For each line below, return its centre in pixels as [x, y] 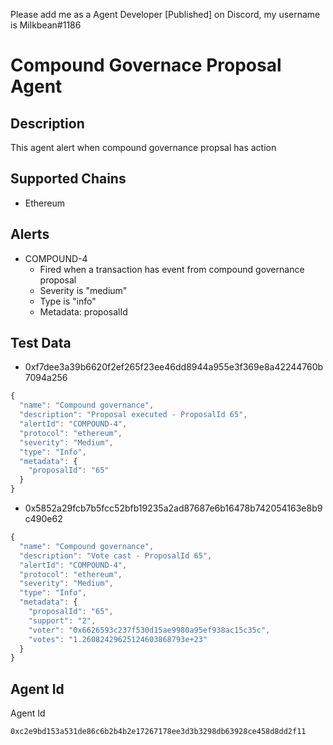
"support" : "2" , [62, 620]
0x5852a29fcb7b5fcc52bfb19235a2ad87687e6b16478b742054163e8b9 [173, 508]
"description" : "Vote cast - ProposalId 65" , [116, 555]
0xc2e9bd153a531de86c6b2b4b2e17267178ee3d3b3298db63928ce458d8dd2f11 [158, 732]
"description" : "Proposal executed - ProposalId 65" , [133, 415]
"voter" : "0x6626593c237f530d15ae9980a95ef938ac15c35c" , [149, 630]
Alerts [30, 234]
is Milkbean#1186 [46, 25]
